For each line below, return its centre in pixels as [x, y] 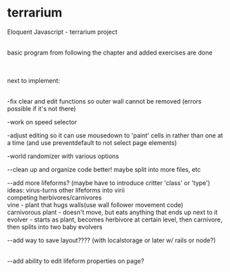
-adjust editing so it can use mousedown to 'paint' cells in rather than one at [115, 135]
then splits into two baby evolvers [55, 226]
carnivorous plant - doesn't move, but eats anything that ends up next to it [113, 212]
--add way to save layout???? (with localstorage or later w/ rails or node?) [112, 240]
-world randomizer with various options [63, 156]
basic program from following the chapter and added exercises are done [110, 52]
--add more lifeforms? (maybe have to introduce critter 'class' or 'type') [109, 183]
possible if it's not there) [42, 108]
